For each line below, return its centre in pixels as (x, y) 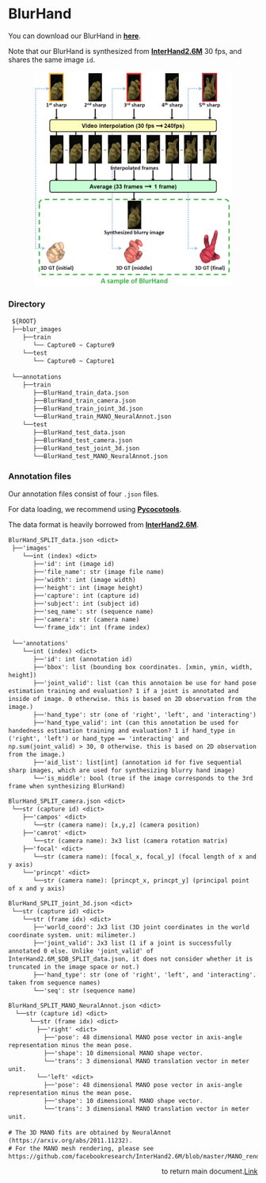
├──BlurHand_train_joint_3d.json (88, 409)
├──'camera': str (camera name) (86, 619)
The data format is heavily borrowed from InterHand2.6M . (104, 524)
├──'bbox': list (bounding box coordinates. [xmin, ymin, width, (143, 667)
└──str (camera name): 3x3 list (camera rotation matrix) (130, 841)
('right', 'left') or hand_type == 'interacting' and (99, 738)
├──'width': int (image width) (84, 580)
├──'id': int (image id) (74, 564)
